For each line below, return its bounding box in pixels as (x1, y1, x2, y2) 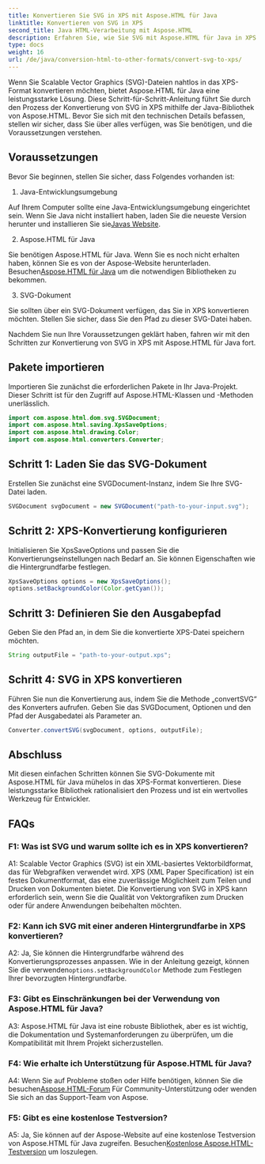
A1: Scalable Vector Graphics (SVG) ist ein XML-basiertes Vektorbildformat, (8, 859, 253, 868)
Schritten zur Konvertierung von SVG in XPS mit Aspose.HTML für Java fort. (8, 338, 256, 347)
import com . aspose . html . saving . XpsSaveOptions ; (8, 421, 168, 429)
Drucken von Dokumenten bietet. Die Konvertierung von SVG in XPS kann (8, 884, 248, 894)
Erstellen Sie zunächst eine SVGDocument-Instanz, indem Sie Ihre (8, 478, 224, 488)
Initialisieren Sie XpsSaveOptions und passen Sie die (8, 545, 180, 554)
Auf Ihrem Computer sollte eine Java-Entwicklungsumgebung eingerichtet (8, 202, 251, 212)
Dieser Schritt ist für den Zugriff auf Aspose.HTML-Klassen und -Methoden (8, 390, 254, 399)
